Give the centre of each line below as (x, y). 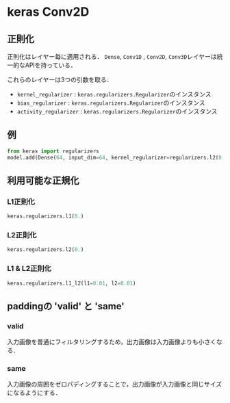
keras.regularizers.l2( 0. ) (46, 250)
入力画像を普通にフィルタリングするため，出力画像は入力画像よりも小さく (112, 342)
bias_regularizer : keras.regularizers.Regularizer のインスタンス (111, 103)
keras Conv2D (48, 12)
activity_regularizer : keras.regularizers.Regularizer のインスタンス (117, 111)
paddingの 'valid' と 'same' (66, 306)
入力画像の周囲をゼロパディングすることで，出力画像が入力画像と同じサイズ (115, 385)
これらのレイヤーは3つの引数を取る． (60, 80)
